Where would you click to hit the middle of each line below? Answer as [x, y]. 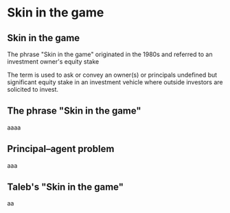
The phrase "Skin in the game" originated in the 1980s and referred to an [110, 54]
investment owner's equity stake [53, 62]
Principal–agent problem [61, 149]
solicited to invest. [33, 89]
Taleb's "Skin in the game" [65, 187]
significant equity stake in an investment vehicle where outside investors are [115, 82]
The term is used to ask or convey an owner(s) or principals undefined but [112, 75]
